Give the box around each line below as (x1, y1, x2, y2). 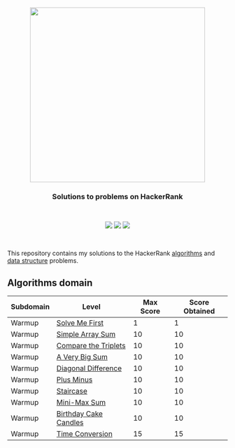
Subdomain (10, 302, 50, 312)
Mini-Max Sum (56, 398, 106, 407)
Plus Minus (56, 375, 93, 384)
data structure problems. (7, 256, 79, 265)
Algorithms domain (7, 277, 93, 289)
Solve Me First (56, 318, 104, 328)
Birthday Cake (56, 409, 104, 419)
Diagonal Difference (56, 363, 122, 373)
